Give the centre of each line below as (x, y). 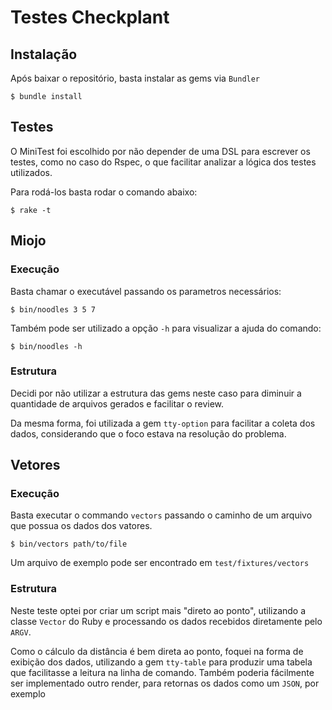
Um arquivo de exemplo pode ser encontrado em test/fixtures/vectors (160, 563)
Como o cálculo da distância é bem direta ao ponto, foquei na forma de (157, 651)
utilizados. (31, 172)
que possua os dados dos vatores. (81, 526)
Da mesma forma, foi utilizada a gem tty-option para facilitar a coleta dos (163, 423)
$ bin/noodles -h (46, 346)
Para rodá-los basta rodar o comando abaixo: (104, 192)
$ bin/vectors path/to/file (69, 544)
